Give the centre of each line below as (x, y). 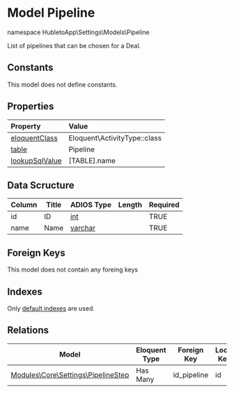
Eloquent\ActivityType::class (115, 138)
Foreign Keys (36, 253)
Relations (28, 331)
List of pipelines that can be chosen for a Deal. (74, 45)
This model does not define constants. (62, 84)
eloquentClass (34, 138)
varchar (83, 228)
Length (130, 205)
